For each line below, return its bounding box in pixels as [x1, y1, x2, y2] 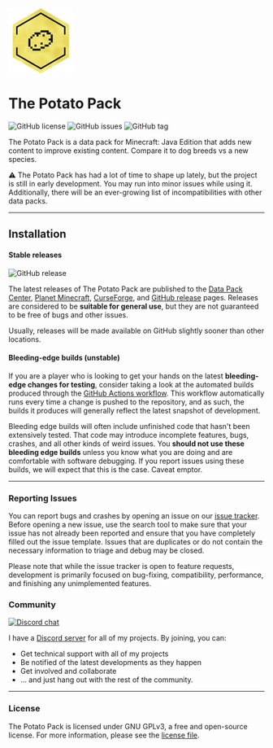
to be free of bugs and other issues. [8, 309, 128, 320]
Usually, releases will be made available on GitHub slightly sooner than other [8, 326, 265, 335]
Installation [8, 227, 67, 241]
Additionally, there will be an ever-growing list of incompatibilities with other [8, 187, 262, 197]
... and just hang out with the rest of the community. [19, 675, 193, 685]
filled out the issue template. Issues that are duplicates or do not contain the [8, 537, 263, 547]
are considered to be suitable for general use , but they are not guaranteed [8, 301, 259, 311]
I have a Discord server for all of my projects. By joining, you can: [8, 633, 227, 643]
